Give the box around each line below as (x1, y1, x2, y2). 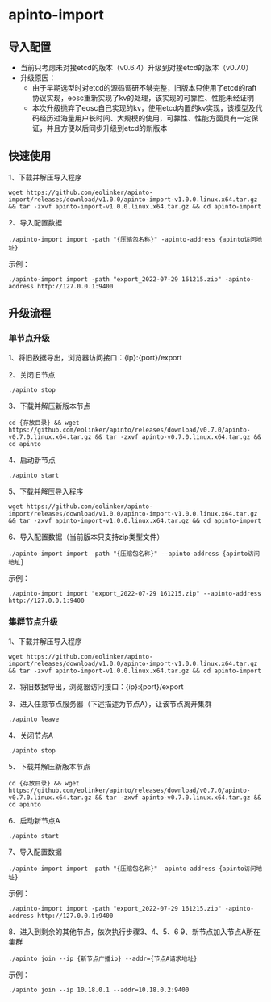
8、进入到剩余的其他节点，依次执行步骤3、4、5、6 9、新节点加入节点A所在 (8, 927, 261, 937)
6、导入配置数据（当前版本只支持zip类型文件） (8, 532, 165, 541)
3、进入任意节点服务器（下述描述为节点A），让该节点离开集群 (8, 699, 212, 709)
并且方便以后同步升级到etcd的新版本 (46, 124, 168, 133)
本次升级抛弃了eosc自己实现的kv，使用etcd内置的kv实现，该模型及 (31, 103, 256, 112)
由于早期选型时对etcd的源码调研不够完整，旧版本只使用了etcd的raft (31, 83, 257, 92)
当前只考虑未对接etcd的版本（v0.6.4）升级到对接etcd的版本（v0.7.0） (19, 63, 253, 72)
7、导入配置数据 (8, 847, 62, 857)
